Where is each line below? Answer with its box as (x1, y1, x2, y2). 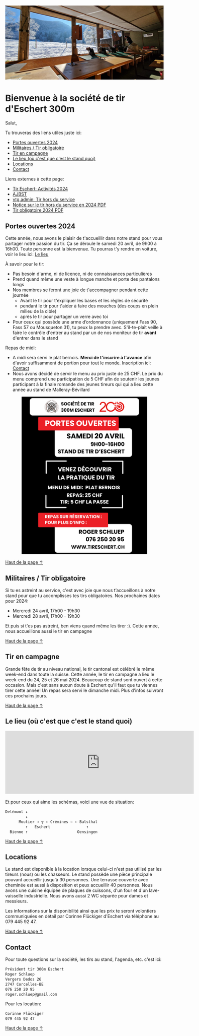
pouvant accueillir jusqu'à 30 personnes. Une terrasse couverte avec (5, 877, 148, 883)
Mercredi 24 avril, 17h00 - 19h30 (12, 608, 80, 614)
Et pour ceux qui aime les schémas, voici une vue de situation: (5, 799, 134, 805)
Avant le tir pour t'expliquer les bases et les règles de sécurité (20, 298, 148, 304)
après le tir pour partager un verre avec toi (20, 313, 108, 320)
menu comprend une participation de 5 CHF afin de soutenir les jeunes (12, 376, 160, 382)
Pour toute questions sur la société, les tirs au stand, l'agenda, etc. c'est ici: (5, 956, 162, 962)
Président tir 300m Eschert (5, 967, 64, 972)
